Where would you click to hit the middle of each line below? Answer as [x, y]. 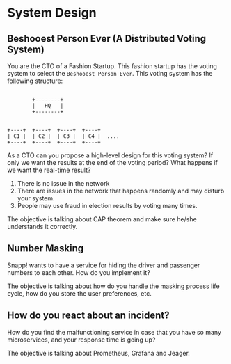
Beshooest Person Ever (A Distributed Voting [107, 39]
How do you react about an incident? [88, 316]
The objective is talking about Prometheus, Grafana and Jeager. [98, 353]
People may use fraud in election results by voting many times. [107, 206]
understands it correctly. [42, 227]
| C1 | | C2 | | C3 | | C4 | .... [63, 136]
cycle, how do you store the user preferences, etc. [79, 293]
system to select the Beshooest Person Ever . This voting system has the [110, 73]
